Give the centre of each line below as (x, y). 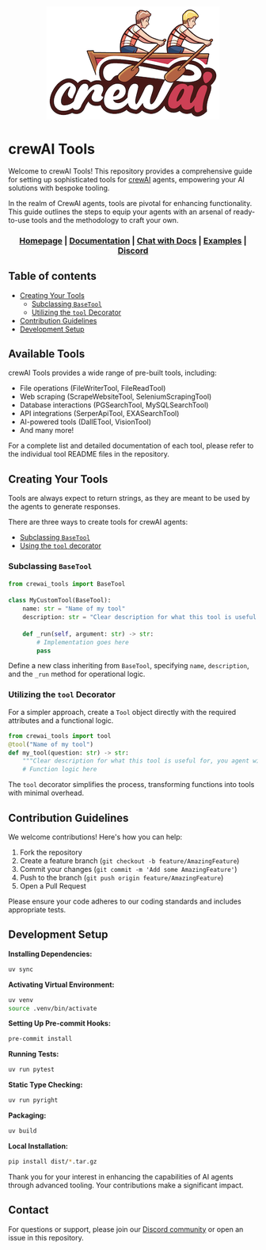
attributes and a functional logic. (61, 721)
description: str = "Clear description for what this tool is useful (140, 617)
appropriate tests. (37, 909)
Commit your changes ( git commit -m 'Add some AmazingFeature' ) (128, 869)
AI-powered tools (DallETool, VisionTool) (85, 422)
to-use (19, 220)
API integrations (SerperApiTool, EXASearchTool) (99, 414)
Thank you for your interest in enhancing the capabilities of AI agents (121, 1176)
